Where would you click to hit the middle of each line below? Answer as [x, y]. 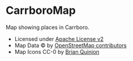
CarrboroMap [41, 11]
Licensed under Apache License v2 [59, 39]
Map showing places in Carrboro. [48, 27]
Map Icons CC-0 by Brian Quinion [57, 51]
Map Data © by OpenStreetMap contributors [70, 45]
